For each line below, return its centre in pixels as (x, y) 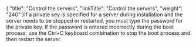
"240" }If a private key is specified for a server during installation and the (94, 15)
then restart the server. (34, 39)
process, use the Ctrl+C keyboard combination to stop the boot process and (98, 33)
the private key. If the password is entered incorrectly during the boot (90, 27)
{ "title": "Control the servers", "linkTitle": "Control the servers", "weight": (94, 8)
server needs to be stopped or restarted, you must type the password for (94, 21)
